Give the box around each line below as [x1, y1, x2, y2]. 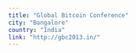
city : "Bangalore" [8, 19, 69, 26]
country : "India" [8, 26, 66, 34]
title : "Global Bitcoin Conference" [8, 11, 129, 19]
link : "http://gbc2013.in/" [8, 33, 101, 41]
